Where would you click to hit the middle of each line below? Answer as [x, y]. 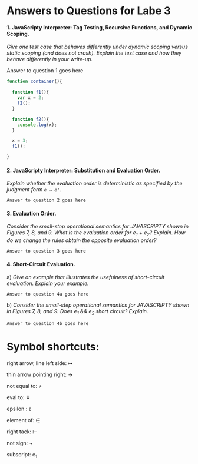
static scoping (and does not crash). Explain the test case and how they [94, 53]
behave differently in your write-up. [50, 59]
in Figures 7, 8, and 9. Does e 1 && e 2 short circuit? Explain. [77, 312]
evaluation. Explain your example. [48, 283]
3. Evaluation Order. [32, 213]
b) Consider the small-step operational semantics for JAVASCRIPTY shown [98, 305]
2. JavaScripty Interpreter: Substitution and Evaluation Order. [84, 170]
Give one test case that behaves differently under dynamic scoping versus [97, 47]
